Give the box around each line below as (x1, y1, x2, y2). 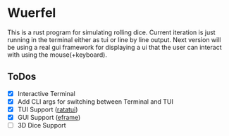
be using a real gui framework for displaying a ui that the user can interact (7, 43, 222, 51)
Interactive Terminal (17, 89, 75, 97)
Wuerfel (7, 5, 56, 21)
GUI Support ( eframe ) (17, 113, 81, 121)
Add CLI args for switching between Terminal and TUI (17, 97, 174, 106)
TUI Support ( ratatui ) (17, 105, 78, 114)
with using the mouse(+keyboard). (7, 50, 108, 59)
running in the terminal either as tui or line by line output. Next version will (7, 35, 221, 43)
